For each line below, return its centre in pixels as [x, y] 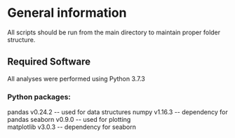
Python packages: [39, 97]
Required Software [49, 62]
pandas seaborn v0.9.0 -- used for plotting [69, 120]
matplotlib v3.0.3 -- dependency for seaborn [72, 127]
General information [67, 13]
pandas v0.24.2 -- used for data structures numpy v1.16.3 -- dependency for [117, 112]
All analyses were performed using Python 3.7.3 [76, 78]
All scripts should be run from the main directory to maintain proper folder [114, 32]
